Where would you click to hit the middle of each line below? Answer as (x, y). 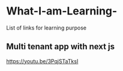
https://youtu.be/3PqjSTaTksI (42, 61)
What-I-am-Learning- (62, 11)
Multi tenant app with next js (61, 47)
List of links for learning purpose (46, 28)
